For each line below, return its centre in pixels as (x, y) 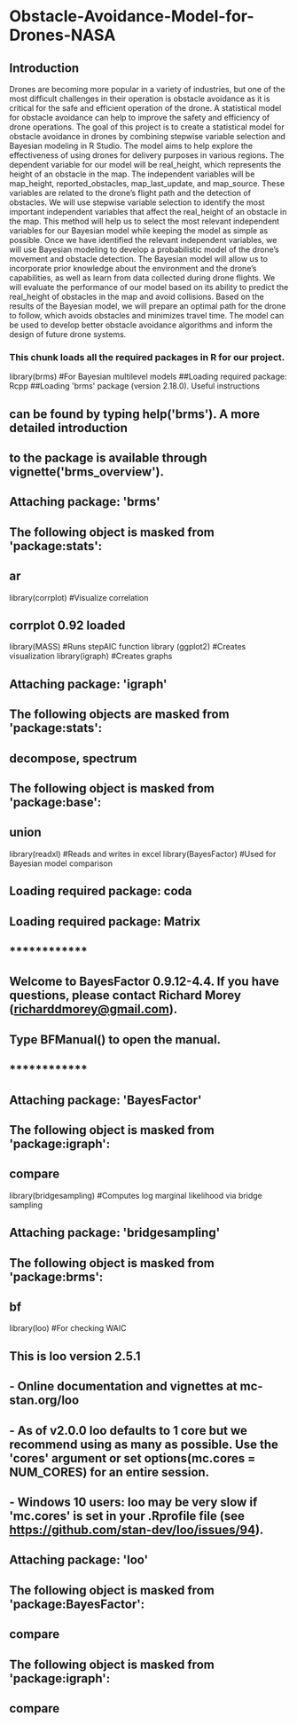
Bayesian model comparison (61, 863)
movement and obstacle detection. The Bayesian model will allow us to (139, 259)
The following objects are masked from (119, 715)
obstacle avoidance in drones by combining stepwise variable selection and (148, 136)
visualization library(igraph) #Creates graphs (91, 656)
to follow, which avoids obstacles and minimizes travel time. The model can (147, 315)
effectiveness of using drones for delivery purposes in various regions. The (147, 155)
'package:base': (55, 803)
